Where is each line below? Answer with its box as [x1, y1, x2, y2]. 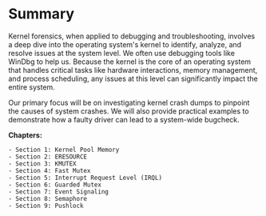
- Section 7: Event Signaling [8, 187, 109, 196]
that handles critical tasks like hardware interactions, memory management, [8, 65, 258, 74]
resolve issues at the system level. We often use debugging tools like [8, 48, 236, 58]
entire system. [8, 82, 56, 92]
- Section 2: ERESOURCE [8, 153, 88, 161]
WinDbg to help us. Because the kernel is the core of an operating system [8, 57, 252, 66]
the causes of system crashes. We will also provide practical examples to [8, 106, 249, 116]
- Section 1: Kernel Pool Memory [8, 146, 120, 154]
